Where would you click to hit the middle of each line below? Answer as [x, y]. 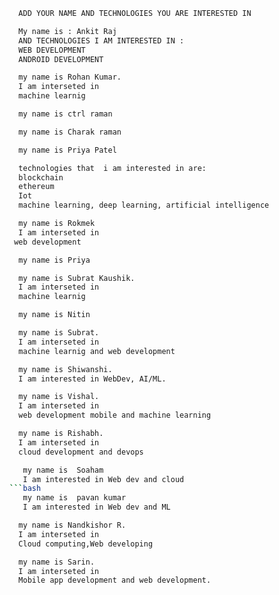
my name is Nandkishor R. [72, 525]
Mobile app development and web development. [115, 580]
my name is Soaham [63, 470]
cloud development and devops [81, 452]
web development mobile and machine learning [115, 415]
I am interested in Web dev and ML [96, 507]
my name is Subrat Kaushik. [77, 278]
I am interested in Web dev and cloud [103, 479]
